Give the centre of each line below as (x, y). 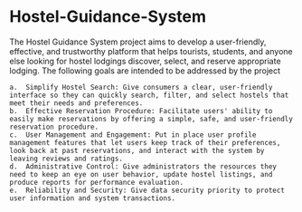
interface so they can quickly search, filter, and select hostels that (149, 95)
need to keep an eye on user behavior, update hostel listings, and (141, 174)
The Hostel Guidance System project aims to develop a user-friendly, (138, 42)
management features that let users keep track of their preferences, (145, 142)
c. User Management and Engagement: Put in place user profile (133, 135)
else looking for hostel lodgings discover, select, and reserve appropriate (146, 61)
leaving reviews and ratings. (66, 159)
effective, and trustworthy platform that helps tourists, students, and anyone (151, 51)
